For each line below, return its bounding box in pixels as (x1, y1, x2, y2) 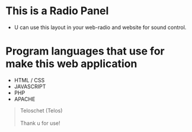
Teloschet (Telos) (20, 107, 63, 114)
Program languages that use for (5, 44, 165, 58)
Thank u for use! (20, 120, 60, 127)
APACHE (14, 95, 36, 102)
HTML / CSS (14, 76, 45, 83)
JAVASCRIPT (14, 83, 46, 90)
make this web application (5, 57, 137, 70)
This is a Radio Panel (5, 4, 109, 18)
